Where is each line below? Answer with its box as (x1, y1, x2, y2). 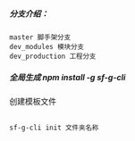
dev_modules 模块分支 (9, 42, 85, 51)
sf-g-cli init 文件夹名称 (9, 123, 99, 132)
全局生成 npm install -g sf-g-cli (9, 71, 126, 82)
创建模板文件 (9, 95, 56, 106)
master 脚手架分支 (9, 32, 72, 42)
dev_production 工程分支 (9, 52, 97, 61)
